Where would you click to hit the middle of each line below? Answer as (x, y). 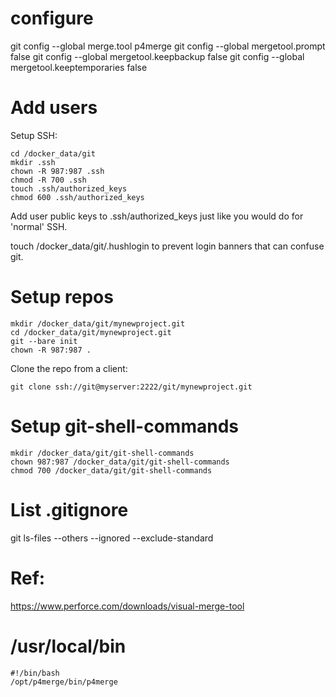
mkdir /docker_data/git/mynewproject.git (98, 323)
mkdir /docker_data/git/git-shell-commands (102, 453)
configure (52, 18)
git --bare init (44, 341)
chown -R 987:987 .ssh (57, 171)
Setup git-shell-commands (124, 426)
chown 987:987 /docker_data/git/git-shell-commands (120, 462)
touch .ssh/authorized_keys (69, 188)
